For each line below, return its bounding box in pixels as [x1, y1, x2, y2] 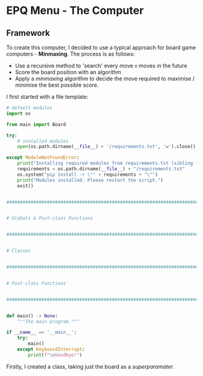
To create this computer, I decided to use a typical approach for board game [6, 44, 196, 51]
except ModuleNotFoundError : [6, 155, 80, 161]
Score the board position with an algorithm [14, 69, 121, 76]
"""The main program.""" [17, 318, 80, 324]
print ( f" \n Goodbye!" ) [28, 352, 83, 358]
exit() [17, 183, 34, 189]
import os [6, 110, 31, 116]
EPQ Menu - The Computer [6, 4, 144, 18]
